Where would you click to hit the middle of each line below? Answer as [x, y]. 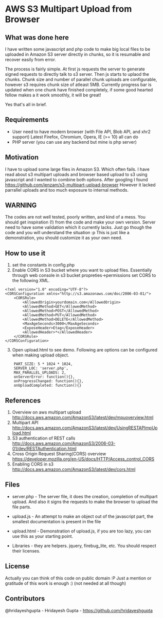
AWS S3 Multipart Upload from [69, 9]
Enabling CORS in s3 [33, 464]
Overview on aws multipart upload [46, 412]
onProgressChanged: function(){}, [49, 381]
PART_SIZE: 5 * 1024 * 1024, [43, 364]
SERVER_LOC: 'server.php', [41, 368]
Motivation [22, 157]
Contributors [25, 599]
